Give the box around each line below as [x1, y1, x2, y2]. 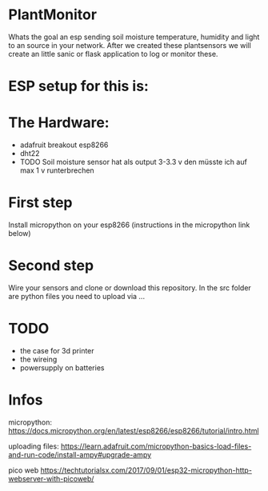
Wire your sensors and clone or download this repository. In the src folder [8, 282, 252, 293]
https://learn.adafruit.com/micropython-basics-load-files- [60, 441, 252, 451]
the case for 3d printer [19, 345, 94, 355]
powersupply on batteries [19, 362, 105, 373]
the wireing [19, 354, 58, 364]
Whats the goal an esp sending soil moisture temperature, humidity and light [8, 32, 260, 42]
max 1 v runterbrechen [19, 166, 94, 175]
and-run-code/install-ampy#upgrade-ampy [8, 449, 152, 459]
